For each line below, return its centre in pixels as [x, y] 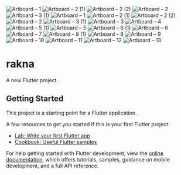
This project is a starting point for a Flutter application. [71, 113]
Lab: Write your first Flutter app [52, 136]
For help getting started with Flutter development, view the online [85, 153]
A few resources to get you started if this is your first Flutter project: [88, 124]
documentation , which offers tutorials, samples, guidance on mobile [88, 159]
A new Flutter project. [32, 80]
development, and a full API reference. [52, 166]
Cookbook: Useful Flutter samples [56, 142]
